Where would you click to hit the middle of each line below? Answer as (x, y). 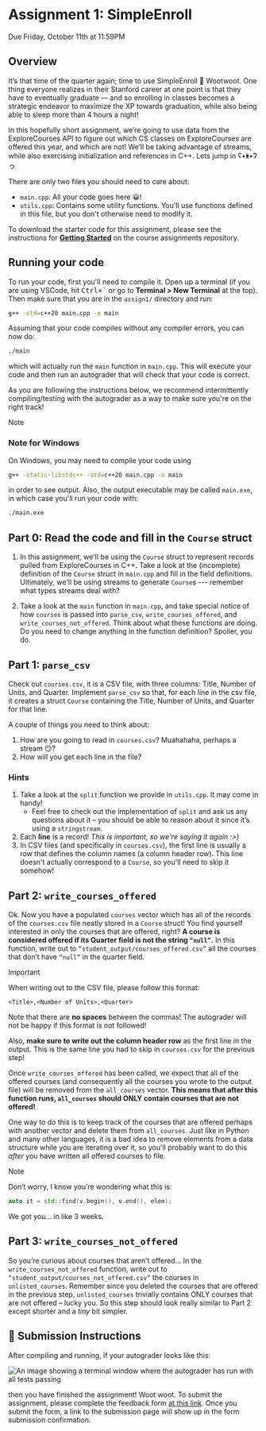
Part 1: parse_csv (49, 665)
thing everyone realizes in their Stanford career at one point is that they (125, 89)
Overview (33, 62)
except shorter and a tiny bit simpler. (68, 1311)
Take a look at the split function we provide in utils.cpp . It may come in (139, 795)
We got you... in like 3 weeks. (56, 1216)
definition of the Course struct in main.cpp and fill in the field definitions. (136, 574)
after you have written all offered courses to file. (87, 1156)
